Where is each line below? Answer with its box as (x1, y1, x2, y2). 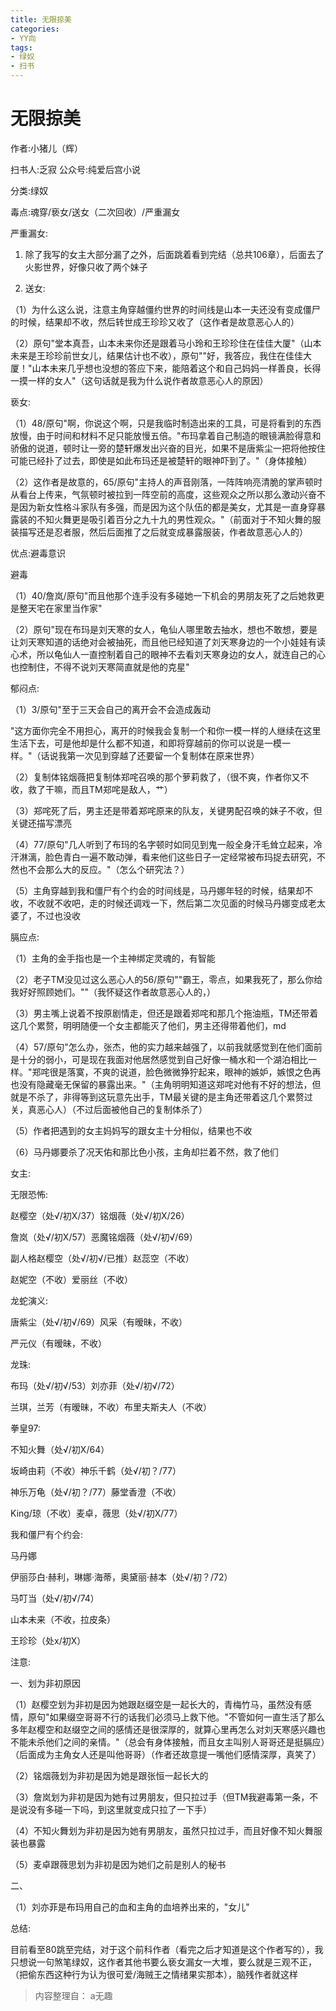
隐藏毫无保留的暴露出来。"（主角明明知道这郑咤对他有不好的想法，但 (36, 1078, 322, 1090)
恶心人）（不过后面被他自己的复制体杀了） (36, 1103, 208, 1115)
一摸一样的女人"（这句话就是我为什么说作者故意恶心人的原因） (10, 374, 269, 386)
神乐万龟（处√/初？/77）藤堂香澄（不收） (10, 1486, 182, 1498)
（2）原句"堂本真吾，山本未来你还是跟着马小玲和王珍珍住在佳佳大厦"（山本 (10, 337, 322, 349)
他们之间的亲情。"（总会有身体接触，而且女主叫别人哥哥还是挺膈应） (44, 1736, 326, 1748)
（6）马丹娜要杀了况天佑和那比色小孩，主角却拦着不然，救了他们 (10, 1146, 279, 1158)
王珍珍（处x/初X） (10, 1634, 87, 1646)
